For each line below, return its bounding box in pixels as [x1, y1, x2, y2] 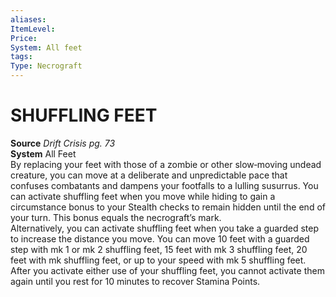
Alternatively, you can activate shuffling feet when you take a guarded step [10, 222, 319, 234]
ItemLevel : [10, 24, 56, 34]
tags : [10, 52, 33, 62]
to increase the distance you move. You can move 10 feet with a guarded [10, 232, 310, 245]
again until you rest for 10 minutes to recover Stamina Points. [10, 275, 261, 287]
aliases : [10, 14, 47, 25]
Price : [10, 33, 38, 43]
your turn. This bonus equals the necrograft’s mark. [10, 211, 222, 223]
